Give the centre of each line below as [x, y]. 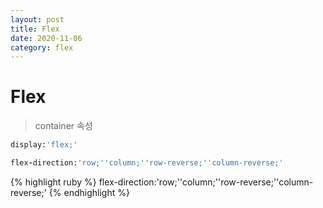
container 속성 [63, 126]
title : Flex [35, 29]
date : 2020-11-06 [46, 38]
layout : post [37, 19]
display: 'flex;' [44, 145]
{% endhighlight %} [89, 192]
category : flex [42, 47]
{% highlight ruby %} [53, 182]
